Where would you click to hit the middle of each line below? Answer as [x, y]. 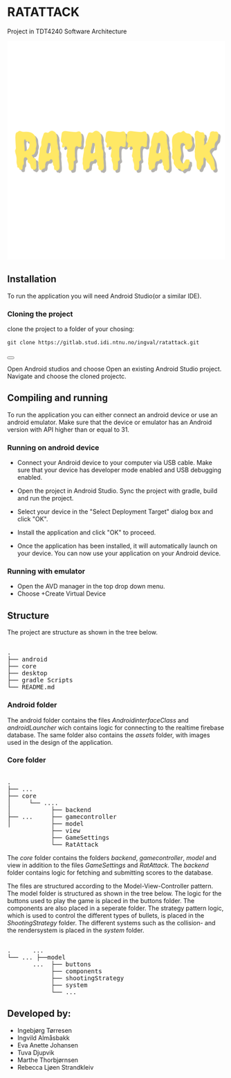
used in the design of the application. [60, 742]
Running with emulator [46, 571]
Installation [32, 279]
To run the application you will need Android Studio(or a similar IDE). [104, 296]
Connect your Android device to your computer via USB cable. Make [115, 463]
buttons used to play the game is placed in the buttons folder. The [101, 900]
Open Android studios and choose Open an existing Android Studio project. [114, 369]
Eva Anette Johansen [47, 1045]
